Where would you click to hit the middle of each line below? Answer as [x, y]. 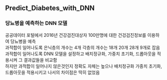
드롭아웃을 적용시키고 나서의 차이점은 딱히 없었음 [53, 72]
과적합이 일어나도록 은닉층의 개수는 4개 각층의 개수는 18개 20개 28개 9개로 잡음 [83, 47]
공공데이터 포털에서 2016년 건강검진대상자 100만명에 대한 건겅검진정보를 [76, 35]
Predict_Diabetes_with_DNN [50, 8]
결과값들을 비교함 [40, 60]
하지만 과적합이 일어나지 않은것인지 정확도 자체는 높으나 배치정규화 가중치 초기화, [84, 66]
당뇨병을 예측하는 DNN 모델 [36, 23]
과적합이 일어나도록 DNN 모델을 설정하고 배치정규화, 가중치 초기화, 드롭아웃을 [81, 54]
